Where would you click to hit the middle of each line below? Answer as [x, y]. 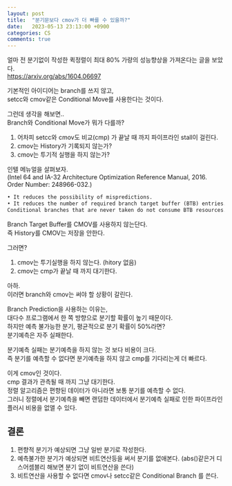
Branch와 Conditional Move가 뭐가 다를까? [66, 123]
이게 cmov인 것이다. [35, 373]
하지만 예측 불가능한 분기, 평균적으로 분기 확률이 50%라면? [86, 326]
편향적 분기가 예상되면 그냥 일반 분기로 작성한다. [81, 449]
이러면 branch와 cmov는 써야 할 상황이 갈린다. [70, 294]
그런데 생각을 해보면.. [36, 114]
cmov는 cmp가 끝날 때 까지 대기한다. [67, 271]
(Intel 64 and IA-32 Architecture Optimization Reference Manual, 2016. [107, 177]
